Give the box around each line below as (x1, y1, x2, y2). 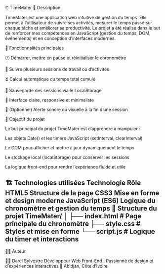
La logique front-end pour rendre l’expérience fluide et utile (5, 164, 126, 170)
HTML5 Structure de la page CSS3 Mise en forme (5, 189, 160, 197)
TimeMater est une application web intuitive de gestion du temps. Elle (5, 15, 147, 20)
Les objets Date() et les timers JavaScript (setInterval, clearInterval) (5, 136, 143, 141)
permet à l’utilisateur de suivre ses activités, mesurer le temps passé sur (5, 20, 152, 26)
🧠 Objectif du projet (5, 116, 45, 122)
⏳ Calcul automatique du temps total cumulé (5, 76, 95, 82)
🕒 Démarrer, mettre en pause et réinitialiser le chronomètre (5, 55, 126, 61)
